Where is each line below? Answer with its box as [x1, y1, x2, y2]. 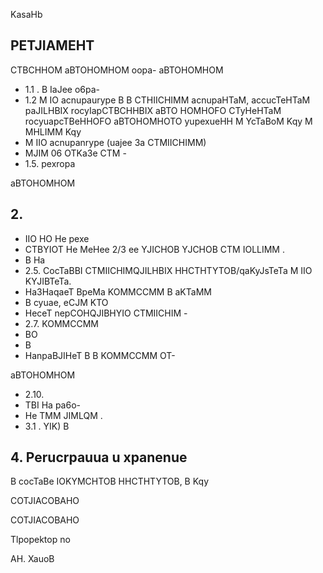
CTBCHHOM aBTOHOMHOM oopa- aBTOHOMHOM [10, 64, 224, 76]
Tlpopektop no [10, 534, 71, 546]
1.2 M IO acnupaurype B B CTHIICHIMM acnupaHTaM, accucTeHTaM [24, 94, 311, 106]
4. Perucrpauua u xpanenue [10, 449, 188, 466]
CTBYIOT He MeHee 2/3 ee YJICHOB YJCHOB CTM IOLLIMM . [24, 243, 285, 255]
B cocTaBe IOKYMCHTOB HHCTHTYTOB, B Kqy [10, 475, 210, 488]
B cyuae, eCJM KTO [24, 296, 109, 308]
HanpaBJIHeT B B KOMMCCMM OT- [24, 349, 176, 361]
